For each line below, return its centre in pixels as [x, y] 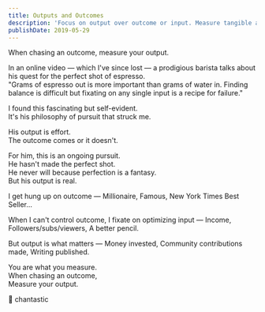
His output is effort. [39, 132]
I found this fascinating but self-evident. [73, 108]
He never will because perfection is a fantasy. [82, 173]
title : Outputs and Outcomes [56, 15]
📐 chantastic [28, 299]
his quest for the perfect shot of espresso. [77, 77]
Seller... [21, 205]
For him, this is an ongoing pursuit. [64, 156]
